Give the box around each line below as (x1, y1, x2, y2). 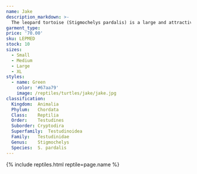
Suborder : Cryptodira (11, 123, 64, 129)
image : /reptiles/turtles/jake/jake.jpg (16, 90, 117, 96)
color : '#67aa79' (16, 85, 59, 91)
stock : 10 (6, 42, 30, 47)
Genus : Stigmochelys (11, 139, 69, 145)
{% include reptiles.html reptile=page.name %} (6, 161, 120, 168)
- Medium (11, 57, 33, 63)
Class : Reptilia (11, 112, 59, 118)
